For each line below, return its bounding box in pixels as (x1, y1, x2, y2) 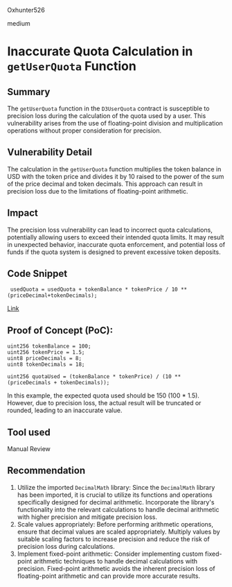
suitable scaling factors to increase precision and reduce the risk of (17, 534, 210, 543)
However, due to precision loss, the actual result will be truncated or (7, 399, 202, 407)
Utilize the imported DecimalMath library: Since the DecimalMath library (17, 483, 215, 491)
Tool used (7, 426, 51, 438)
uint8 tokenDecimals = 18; (7, 361, 85, 368)
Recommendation (7, 465, 85, 477)
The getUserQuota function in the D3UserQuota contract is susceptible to (7, 104, 210, 112)
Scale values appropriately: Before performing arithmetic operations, (17, 520, 213, 528)
